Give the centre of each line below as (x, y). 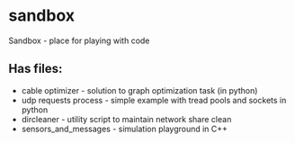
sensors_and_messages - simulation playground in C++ (125, 129)
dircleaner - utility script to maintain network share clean (126, 119)
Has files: (36, 69)
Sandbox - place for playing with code (79, 40)
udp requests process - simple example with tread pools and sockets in (154, 100)
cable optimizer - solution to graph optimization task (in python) (139, 90)
